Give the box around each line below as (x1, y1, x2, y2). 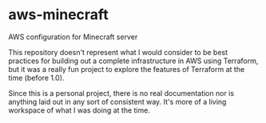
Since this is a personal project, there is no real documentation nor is (8, 88, 234, 97)
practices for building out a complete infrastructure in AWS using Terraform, (8, 56, 259, 65)
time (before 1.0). (8, 73, 65, 82)
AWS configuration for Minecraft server (8, 32, 138, 42)
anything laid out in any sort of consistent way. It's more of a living (8, 97, 227, 106)
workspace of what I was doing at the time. (8, 105, 150, 115)
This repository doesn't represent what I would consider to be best (8, 47, 228, 57)
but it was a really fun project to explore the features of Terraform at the (8, 64, 245, 73)
